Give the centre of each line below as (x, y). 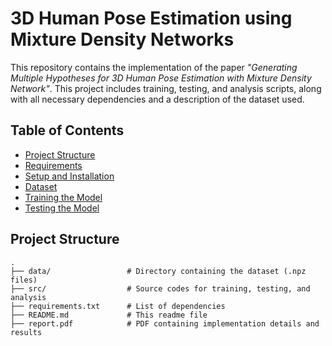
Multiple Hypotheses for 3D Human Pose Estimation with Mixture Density (161, 78)
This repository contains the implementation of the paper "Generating (154, 67)
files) (24, 280)
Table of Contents (67, 130)
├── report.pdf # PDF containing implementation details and (165, 323)
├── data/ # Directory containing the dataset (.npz (158, 271)
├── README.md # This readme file (109, 315)
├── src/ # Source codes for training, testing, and (160, 288)
